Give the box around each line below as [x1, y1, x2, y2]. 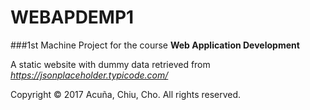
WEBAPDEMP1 [10, 6, 135, 29]
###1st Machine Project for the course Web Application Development [10, 39, 300, 51]
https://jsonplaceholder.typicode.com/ [10, 69, 169, 81]
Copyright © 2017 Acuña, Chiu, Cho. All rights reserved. [10, 88, 242, 100]
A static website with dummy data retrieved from [10, 58, 211, 70]
